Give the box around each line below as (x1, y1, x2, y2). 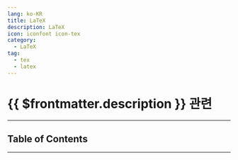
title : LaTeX (7, 17, 46, 24)
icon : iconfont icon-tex (7, 30, 81, 38)
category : (7, 37, 37, 44)
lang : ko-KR (7, 10, 42, 18)
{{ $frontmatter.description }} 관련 (7, 96, 212, 112)
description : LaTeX (7, 23, 65, 30)
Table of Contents (7, 132, 89, 145)
